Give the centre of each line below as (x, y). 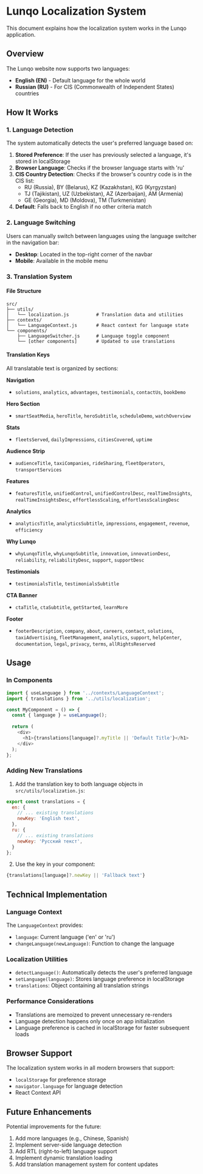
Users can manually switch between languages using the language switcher (101, 236)
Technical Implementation (57, 894)
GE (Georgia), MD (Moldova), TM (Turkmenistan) (85, 200)
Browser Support (40, 1053)
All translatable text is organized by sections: (62, 369)
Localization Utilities (37, 959)
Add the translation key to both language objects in (79, 784)
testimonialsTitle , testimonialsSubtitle (67, 583)
